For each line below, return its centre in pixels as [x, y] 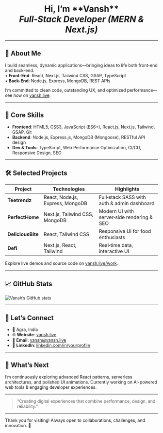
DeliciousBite [23, 234]
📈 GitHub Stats [29, 284]
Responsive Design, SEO [37, 153]
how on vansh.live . [32, 95]
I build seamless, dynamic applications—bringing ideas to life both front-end [81, 65]
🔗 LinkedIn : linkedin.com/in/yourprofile [51, 345]
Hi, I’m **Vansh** [81, 9]
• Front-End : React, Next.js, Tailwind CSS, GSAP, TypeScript [65, 75]
